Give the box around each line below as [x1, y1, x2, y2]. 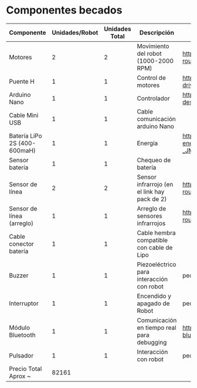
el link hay [137, 188, 165, 196]
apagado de [137, 299, 170, 307]
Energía [137, 139, 158, 147]
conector [9, 239, 34, 247]
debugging [137, 338, 167, 346]
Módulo [9, 323, 30, 332]
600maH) [9, 146, 36, 155]
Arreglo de [137, 204, 166, 212]
